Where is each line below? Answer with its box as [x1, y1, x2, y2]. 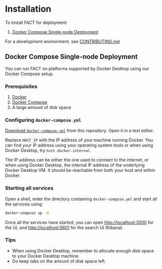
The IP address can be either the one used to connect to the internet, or [5, 157, 149, 163]
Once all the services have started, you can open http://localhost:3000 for [5, 219, 154, 225]
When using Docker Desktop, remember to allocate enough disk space [12, 248, 154, 253]
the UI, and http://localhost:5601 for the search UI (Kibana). [5, 225, 124, 230]
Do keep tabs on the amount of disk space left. [12, 258, 106, 264]
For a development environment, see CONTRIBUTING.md [5, 38, 120, 44]
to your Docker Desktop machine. [12, 253, 80, 259]
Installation [5, 3, 52, 15]
